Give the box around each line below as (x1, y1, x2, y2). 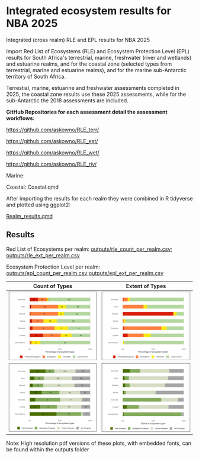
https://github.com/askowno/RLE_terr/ (6, 126, 99, 133)
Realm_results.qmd (6, 212, 53, 219)
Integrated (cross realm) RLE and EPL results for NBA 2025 (6, 36, 150, 43)
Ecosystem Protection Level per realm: (6, 263, 101, 270)
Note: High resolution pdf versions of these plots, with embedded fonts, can (6, 439, 191, 447)
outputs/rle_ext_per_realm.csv (6, 251, 80, 258)
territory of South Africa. (6, 73, 66, 80)
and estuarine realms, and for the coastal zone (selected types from (6, 60, 172, 67)
